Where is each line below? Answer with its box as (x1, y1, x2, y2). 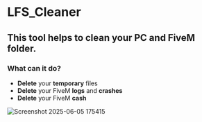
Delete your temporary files (17, 79, 99, 87)
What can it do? (7, 63, 61, 73)
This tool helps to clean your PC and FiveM (7, 32, 196, 44)
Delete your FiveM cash (17, 94, 87, 102)
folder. (7, 42, 37, 54)
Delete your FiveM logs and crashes (17, 86, 123, 94)
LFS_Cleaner (7, 4, 81, 20)
